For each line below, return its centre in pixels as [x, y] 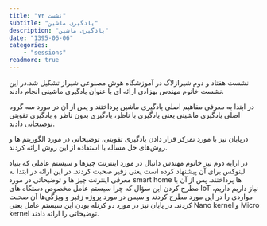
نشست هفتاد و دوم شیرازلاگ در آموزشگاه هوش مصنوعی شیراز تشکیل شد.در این [129, 82]
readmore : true [34, 60]
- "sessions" [45, 53]
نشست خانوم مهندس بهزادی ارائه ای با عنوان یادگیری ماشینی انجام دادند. [117, 91]
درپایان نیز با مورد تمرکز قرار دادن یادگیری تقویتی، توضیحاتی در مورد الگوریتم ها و [129, 138]
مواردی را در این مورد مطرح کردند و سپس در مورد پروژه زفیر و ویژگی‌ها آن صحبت [131, 197]
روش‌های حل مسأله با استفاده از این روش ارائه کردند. [88, 147]
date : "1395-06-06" [41, 38]
